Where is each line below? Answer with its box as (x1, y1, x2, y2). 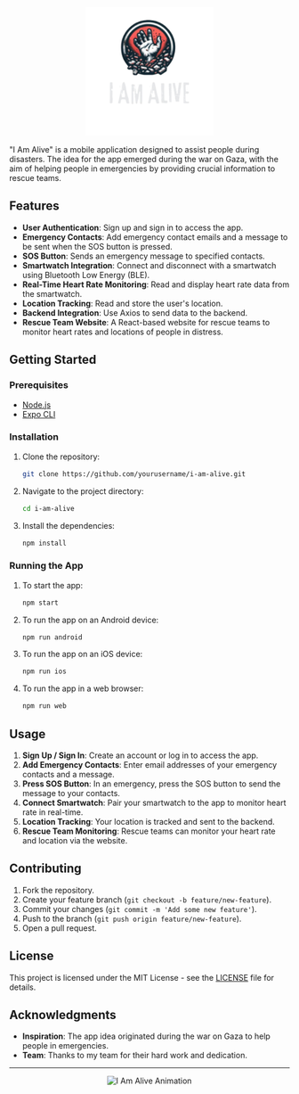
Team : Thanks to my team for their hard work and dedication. (21, 1050, 247, 1061)
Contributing (9, 861, 82, 876)
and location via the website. (21, 835, 128, 846)
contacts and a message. (21, 769, 116, 780)
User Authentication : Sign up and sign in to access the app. (21, 222, 244, 233)
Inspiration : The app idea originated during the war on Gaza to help (21, 1031, 271, 1041)
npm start (21, 598, 60, 607)
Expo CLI (21, 408, 56, 419)
